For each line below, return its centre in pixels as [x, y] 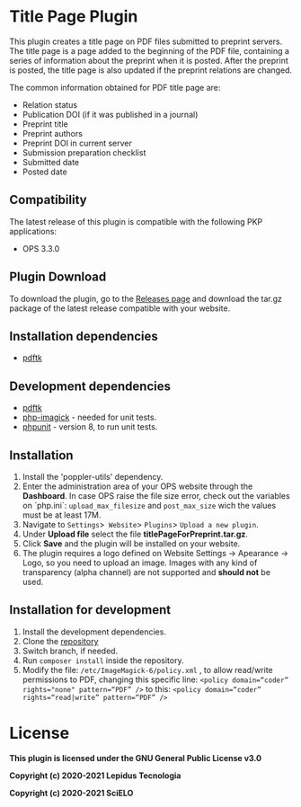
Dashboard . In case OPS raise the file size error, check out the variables [156, 496]
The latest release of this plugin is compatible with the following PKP [136, 221]
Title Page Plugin [74, 17]
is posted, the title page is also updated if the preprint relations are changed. [151, 70]
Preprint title [45, 124]
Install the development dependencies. [94, 632]
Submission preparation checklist [84, 152]
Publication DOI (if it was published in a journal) [110, 114]
